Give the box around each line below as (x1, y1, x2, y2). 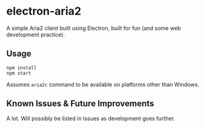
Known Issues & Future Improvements (6, 99, 155, 109)
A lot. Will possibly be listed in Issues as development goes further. (6, 115, 176, 122)
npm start (6, 70, 32, 76)
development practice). (6, 30, 65, 38)
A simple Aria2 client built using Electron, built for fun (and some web (6, 24, 181, 32)
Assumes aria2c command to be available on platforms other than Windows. (6, 80, 199, 88)
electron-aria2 (6, 4, 81, 18)
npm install (6, 65, 37, 71)
